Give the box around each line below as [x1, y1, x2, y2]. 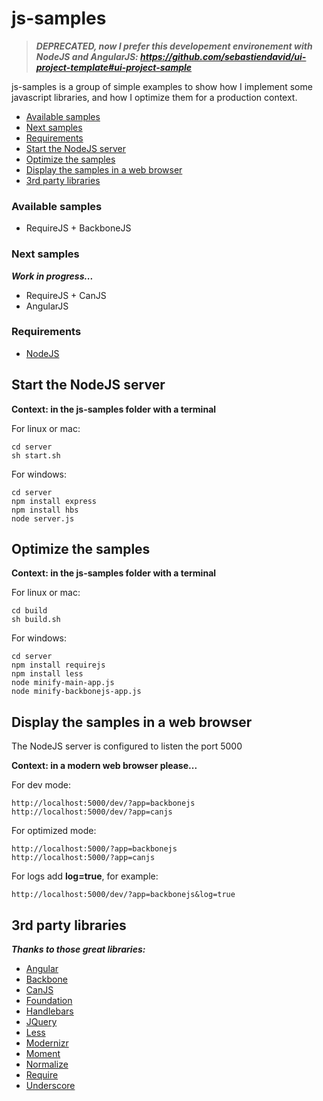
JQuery [25, 1016, 58, 1028]
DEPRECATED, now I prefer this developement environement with [35, 40, 313, 52]
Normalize [25, 1058, 69, 1071]
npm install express [11, 496, 98, 506]
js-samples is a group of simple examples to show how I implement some [11, 80, 313, 92]
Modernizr [25, 1037, 69, 1049]
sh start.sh [11, 450, 61, 461]
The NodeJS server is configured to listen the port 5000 [11, 740, 243, 752]
